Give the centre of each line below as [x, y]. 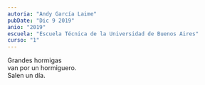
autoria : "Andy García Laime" [52, 14]
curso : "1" [23, 40]
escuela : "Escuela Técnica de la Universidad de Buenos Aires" [103, 34]
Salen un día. [26, 76]
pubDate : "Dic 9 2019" [41, 21]
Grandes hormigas [35, 60]
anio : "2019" [27, 27]
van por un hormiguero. [42, 68]
